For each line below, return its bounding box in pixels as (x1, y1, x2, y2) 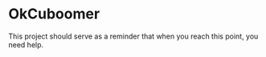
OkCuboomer (8, 5, 100, 23)
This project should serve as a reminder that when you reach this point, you (8, 31, 259, 41)
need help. (8, 39, 44, 49)
